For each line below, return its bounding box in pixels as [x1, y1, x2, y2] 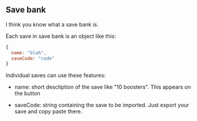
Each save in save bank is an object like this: [5, 33, 116, 40]
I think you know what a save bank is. [5, 20, 99, 28]
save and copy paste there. [14, 108, 83, 115]
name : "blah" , [11, 49, 47, 56]
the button [14, 90, 40, 97]
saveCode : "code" [11, 55, 55, 61]
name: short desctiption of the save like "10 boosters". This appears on [14, 84, 191, 91]
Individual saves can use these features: [5, 72, 106, 79]
